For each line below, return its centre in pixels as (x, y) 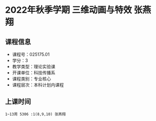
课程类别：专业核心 (32, 79)
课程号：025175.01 (31, 54)
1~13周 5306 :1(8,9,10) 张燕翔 (35, 114)
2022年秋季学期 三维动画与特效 (68, 10)
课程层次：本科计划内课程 (38, 85)
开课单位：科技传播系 (33, 73)
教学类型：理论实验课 (33, 67)
